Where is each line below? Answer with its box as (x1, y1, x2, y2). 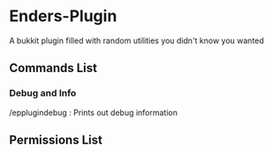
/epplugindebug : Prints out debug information (9, 107, 178, 118)
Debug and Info (9, 87, 77, 99)
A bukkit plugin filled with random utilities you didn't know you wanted (9, 35, 265, 46)
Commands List (9, 61, 97, 76)
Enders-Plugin (9, 6, 118, 26)
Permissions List (9, 133, 103, 148)
